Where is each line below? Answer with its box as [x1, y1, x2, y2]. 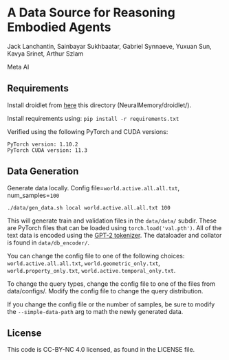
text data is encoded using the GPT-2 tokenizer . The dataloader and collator [7, 231, 222, 239]
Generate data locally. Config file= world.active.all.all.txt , [7, 183, 180, 192]
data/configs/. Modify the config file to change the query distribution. [7, 286, 204, 295]
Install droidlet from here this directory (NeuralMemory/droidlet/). [7, 101, 191, 109]
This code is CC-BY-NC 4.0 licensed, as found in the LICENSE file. [7, 346, 195, 354]
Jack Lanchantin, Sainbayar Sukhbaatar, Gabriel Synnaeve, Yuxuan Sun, [7, 42, 212, 50]
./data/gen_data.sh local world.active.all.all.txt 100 [7, 204, 171, 211]
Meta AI [7, 63, 30, 71]
